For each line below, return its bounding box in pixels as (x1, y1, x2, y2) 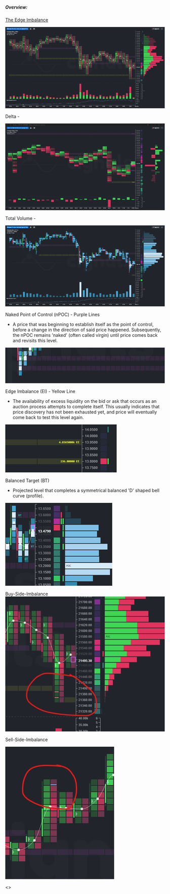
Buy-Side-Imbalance (5, 591, 49, 597)
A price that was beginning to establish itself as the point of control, (12, 322, 154, 328)
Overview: (5, 4, 28, 10)
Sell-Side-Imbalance (5, 737, 48, 743)
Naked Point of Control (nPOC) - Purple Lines (5, 311, 100, 317)
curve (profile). (12, 493, 44, 499)
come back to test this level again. (12, 414, 84, 420)
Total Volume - (5, 215, 36, 221)
